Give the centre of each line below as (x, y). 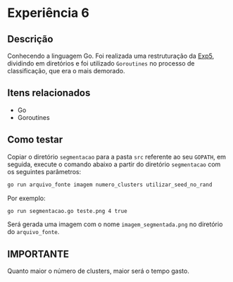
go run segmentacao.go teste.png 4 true (68, 211)
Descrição (30, 39)
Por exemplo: (26, 198)
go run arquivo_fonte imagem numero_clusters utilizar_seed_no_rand (110, 185)
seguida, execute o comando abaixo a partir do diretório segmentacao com (114, 164)
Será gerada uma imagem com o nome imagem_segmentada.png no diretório (115, 224)
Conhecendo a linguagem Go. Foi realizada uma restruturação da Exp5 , (111, 56)
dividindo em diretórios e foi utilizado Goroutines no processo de (101, 63)
